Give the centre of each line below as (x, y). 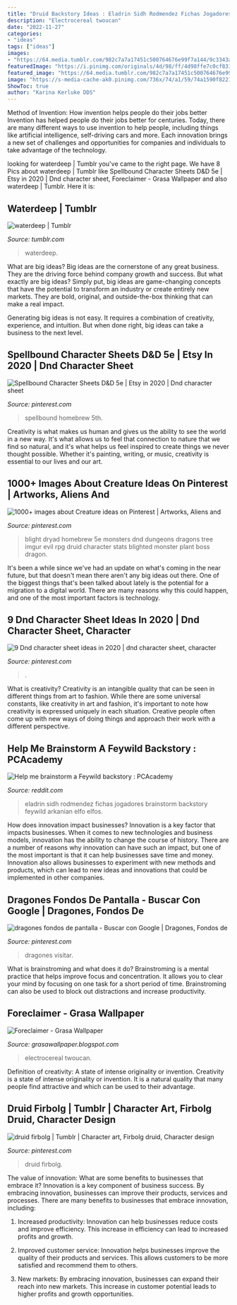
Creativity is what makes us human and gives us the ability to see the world (117, 431)
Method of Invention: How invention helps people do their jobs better (107, 113)
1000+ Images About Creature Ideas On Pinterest (118, 484)
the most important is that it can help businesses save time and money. (110, 855)
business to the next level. (45, 332)
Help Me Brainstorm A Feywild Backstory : (102, 748)
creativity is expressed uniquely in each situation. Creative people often (111, 711)
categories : (25, 34)
